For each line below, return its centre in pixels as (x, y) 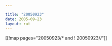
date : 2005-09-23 (24, 19)
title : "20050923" (25, 14)
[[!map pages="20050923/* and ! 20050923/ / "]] (56, 38)
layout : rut (18, 24)
